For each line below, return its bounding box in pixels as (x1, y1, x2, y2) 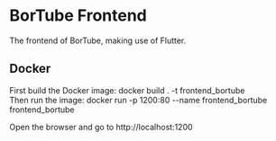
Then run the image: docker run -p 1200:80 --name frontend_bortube (9, 94, 268, 105)
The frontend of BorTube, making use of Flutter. (9, 35, 187, 46)
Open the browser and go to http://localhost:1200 (9, 121, 193, 132)
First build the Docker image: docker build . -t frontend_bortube (9, 84, 245, 95)
